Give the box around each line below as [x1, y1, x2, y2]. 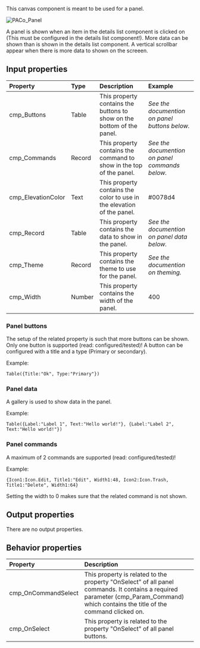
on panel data [148, 232, 187, 240]
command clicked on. [84, 608, 145, 616]
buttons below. [148, 121, 190, 130]
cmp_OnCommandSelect [9, 589, 79, 597]
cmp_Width [9, 293, 41, 301]
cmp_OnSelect [9, 625, 50, 633]
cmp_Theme [9, 261, 43, 269]
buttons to [99, 107, 128, 115]
